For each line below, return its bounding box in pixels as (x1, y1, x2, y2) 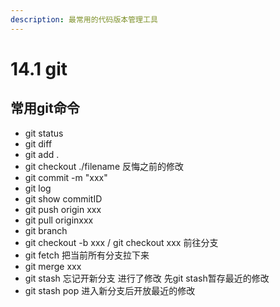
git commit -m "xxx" (24, 171, 108, 183)
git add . (24, 148, 60, 160)
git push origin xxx (24, 203, 102, 215)
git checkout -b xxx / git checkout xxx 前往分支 (24, 236, 219, 248)
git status (24, 127, 64, 139)
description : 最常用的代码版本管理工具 (10, 14, 158, 25)
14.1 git (10, 57, 68, 80)
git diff (24, 137, 53, 150)
